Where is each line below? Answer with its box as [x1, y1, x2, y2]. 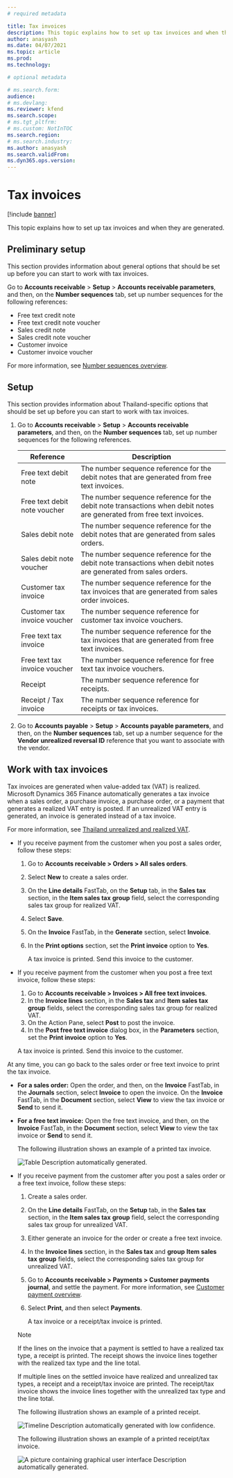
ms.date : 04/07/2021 [7, 42, 67, 49]
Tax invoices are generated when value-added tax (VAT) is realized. [7, 782, 201, 791]
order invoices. [80, 595, 130, 605]
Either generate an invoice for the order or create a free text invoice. [27, 1234, 223, 1242]
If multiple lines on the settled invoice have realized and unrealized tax [17, 1372, 218, 1380]
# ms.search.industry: [7, 138, 73, 145]
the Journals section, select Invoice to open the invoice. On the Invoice [17, 1088, 223, 1097]
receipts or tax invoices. [80, 703, 159, 713]
